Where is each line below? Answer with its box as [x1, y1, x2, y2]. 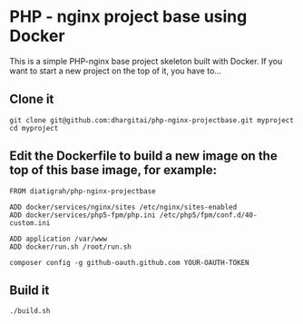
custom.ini [9, 218, 51, 228]
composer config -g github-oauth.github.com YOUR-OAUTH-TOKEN [9, 258, 249, 267]
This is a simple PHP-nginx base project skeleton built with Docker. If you [9, 55, 283, 66]
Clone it [9, 92, 54, 107]
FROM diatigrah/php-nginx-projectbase [9, 186, 156, 196]
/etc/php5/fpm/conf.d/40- [159, 211, 258, 220]
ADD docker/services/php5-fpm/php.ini [9, 211, 156, 220]
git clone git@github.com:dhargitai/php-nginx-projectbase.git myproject [9, 115, 295, 124]
